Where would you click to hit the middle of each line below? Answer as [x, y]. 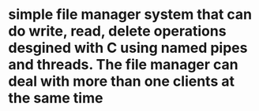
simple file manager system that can [130, 15]
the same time [56, 98]
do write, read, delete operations [117, 31]
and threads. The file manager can [123, 65]
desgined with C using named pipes [128, 48]
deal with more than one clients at [122, 81]
